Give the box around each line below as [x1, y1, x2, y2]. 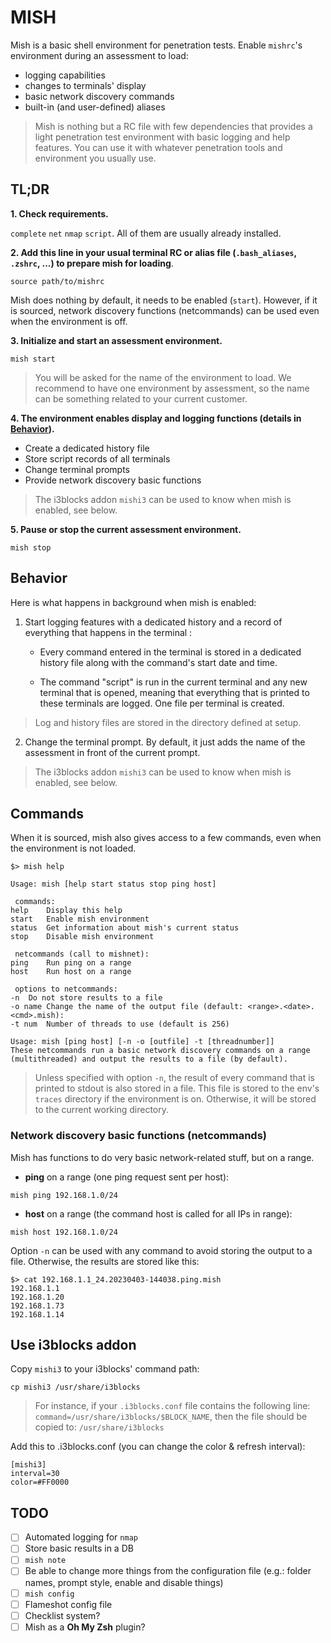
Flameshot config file [24, 1598, 113, 1610]
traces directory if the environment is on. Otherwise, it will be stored [34, 1093, 317, 1105]
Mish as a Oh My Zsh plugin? [24, 1621, 146, 1633]
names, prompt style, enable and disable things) [24, 1576, 224, 1588]
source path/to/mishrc [10, 276, 105, 286]
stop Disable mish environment [10, 932, 155, 942]
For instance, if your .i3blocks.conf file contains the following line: [34, 1400, 311, 1412]
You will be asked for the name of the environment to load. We [34, 371, 292, 383]
